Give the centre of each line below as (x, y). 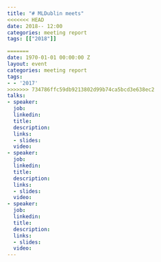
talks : (16, 96)
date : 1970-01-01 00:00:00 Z (49, 58)
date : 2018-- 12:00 (35, 26)
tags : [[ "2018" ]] (32, 39)
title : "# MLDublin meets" (46, 13)
